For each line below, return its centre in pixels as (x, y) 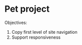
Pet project (27, 9)
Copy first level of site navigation (44, 32)
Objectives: (16, 22)
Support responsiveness (36, 37)
